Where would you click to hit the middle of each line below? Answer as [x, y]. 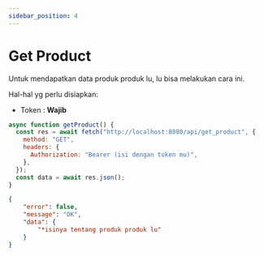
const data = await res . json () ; [71, 177]
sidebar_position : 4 [43, 16]
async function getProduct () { [61, 125]
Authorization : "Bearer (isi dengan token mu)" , [114, 155]
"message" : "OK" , [52, 215]
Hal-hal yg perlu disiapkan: [54, 94]
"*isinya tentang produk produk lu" [100, 229]
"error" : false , [51, 207]
